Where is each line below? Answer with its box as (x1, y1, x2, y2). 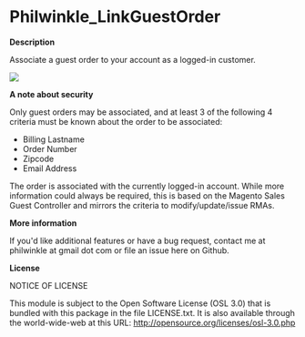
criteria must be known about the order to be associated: (9, 116, 223, 127)
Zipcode (22, 153, 55, 164)
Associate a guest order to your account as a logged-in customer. (9, 54, 257, 65)
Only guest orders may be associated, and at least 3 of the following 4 (9, 107, 273, 117)
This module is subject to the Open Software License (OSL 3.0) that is (9, 298, 271, 309)
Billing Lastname (22, 134, 85, 145)
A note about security (9, 88, 94, 99)
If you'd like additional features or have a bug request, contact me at (9, 235, 266, 246)
